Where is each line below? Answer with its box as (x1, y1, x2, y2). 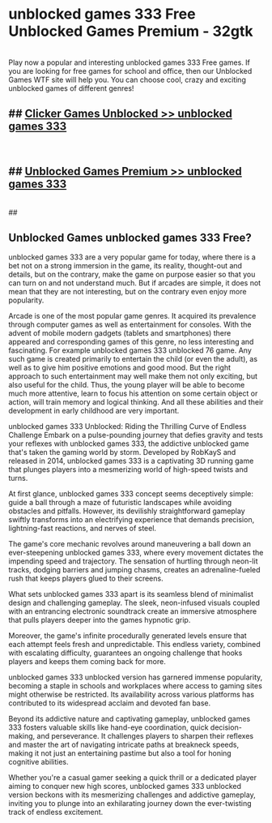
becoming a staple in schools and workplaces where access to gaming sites (8, 681, 263, 691)
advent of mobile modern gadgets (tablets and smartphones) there (8, 328, 232, 338)
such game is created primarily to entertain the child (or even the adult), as (8, 354, 257, 364)
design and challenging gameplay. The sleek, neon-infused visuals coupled (8, 598, 261, 608)
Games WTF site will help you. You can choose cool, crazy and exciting (8, 75, 247, 84)
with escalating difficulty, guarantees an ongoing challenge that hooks (8, 648, 243, 658)
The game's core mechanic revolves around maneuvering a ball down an (8, 539, 251, 549)
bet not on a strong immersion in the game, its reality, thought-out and (8, 261, 243, 271)
